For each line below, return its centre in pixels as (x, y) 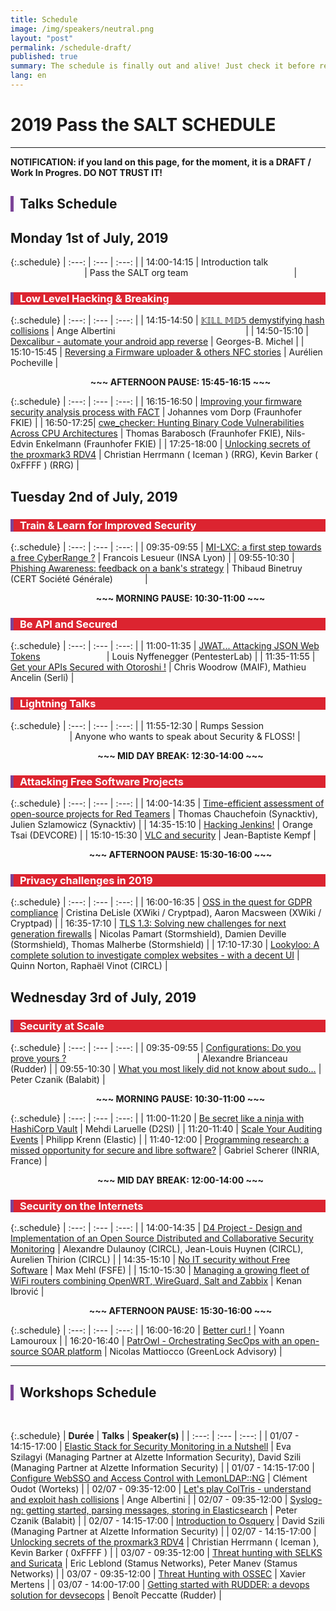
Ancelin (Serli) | (42, 678)
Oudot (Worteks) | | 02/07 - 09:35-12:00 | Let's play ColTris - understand (161, 1488)
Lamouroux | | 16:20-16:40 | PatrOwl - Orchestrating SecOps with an (151, 1341)
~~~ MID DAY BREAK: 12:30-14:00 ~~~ (180, 755)
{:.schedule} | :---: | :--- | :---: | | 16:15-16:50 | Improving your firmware (156, 402)
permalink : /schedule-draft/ (71, 47)
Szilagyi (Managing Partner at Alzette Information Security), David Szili (156, 1457)
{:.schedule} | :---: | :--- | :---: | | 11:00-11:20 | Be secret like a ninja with (157, 1118)
